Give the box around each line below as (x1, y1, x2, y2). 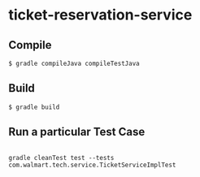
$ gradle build (8, 103, 60, 111)
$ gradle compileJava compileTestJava (8, 59, 140, 67)
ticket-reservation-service (8, 6, 193, 24)
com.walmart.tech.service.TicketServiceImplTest (8, 161, 176, 169)
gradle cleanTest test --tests (8, 153, 115, 162)
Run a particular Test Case (8, 125, 146, 139)
